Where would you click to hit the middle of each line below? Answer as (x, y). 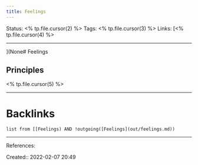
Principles (25, 70)
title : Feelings (26, 11)
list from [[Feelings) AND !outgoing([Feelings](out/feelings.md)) (91, 129)
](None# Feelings (27, 51)
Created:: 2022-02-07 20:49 (41, 157)
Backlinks (31, 113)
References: (21, 146)
